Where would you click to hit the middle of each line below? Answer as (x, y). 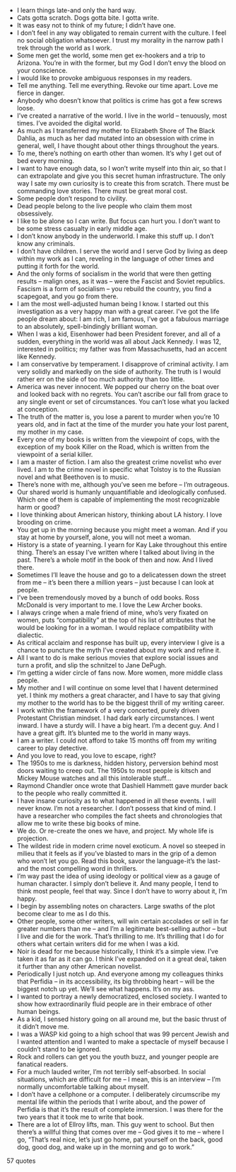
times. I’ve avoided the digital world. (69, 123)
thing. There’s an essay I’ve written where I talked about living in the (116, 552)
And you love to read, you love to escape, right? (87, 755)
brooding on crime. (45, 522)
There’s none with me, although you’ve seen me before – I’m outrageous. (123, 484)
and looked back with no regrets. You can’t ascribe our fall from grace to (122, 394)
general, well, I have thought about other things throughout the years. (118, 146)
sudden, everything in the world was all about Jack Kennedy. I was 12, (119, 342)
